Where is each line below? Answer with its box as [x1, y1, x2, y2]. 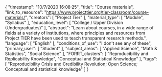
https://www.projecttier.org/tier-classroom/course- [46, 9, 149, 15]
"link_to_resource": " [5, 9, 46, 15]
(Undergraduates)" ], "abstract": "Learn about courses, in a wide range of [5, 25, 154, 31]
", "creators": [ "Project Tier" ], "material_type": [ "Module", [25, 15, 144, 20]
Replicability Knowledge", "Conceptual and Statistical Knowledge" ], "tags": [5, 56, 158, 61]
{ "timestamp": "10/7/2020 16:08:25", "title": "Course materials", [5, 4, 134, 10]
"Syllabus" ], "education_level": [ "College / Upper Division [5, 19, 123, 25]
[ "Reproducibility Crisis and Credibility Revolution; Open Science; [5, 61, 138, 67]
